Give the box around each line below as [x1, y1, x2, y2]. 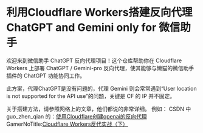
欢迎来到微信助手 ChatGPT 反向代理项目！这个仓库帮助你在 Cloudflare [6, 57, 182, 64]
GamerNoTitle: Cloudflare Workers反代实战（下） [6, 120, 129, 128]
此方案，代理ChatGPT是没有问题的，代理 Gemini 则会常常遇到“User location [6, 85, 197, 92]
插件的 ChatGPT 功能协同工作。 [6, 72, 86, 79]
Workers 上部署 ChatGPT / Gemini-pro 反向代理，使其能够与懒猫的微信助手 [6, 64, 194, 71]
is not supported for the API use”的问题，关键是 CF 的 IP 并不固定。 [6, 92, 175, 100]
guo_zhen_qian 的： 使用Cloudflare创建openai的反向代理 [6, 112, 147, 120]
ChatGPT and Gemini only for [6, 21, 157, 34]
